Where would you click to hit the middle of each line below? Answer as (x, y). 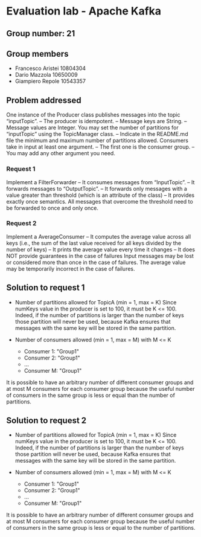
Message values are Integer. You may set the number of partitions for (93, 127)
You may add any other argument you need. (61, 153)
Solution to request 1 (46, 288)
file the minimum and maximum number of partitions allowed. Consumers (97, 141)
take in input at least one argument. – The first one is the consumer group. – (101, 147)
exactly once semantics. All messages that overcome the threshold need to (100, 201)
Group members (37, 53)
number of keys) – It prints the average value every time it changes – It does (101, 249)
